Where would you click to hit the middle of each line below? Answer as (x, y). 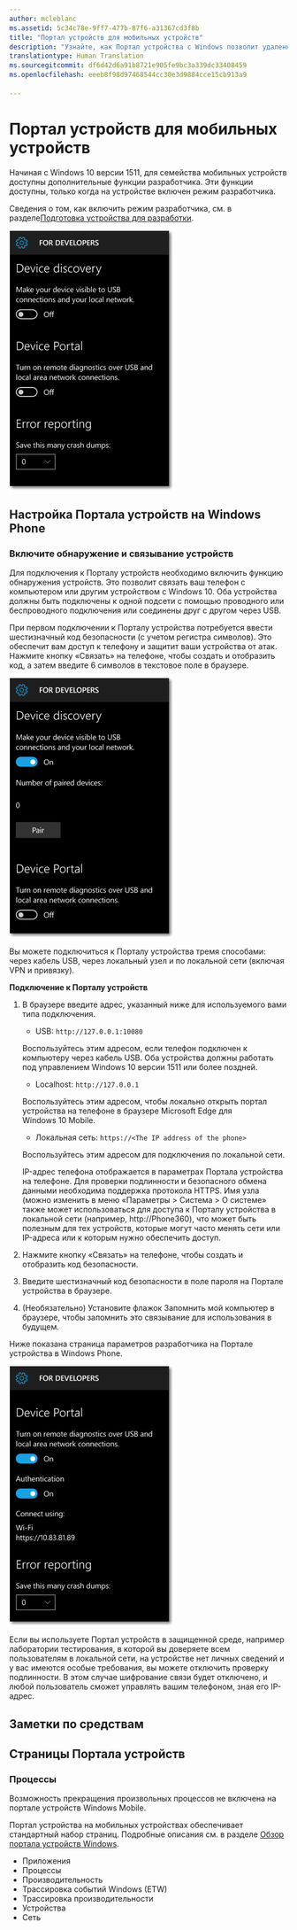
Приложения (46, 1861)
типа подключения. (58, 1014)
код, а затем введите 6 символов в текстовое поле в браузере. (129, 665)
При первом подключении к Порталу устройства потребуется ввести (141, 628)
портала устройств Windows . (64, 1844)
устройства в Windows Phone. (66, 1353)
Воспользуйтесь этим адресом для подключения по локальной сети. (153, 1155)
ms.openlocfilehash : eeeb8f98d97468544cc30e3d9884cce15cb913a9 (128, 75)
